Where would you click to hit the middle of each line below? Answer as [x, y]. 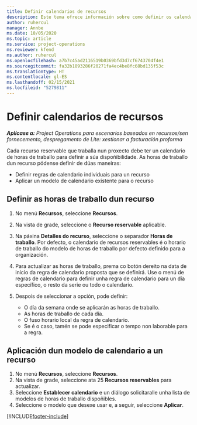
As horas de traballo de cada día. [64, 314]
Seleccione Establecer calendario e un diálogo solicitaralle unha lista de [102, 393]
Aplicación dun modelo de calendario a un [85, 351]
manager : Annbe [25, 28]
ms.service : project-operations [46, 45]
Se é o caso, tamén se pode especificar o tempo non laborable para [106, 326]
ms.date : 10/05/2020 [32, 33]
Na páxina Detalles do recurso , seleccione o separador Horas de [94, 236]
